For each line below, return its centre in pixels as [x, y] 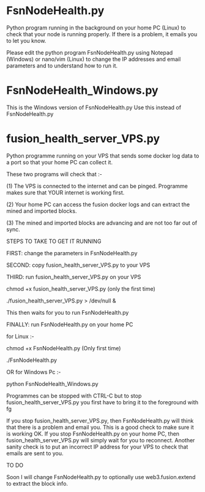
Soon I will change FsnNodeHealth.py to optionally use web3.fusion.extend [101, 477]
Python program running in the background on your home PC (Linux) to [96, 28]
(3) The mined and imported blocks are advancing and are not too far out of [102, 223]
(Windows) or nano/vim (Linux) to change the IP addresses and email [94, 59]
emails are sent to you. [35, 453]
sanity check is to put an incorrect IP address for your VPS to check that [97, 447]
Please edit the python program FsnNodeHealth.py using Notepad [90, 52]
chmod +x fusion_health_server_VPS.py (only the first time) [81, 288]
